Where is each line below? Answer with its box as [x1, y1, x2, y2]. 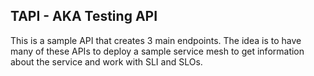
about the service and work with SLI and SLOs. [10, 55, 203, 68]
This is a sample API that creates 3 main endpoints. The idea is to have [10, 34, 302, 46]
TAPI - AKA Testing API [10, 8, 158, 25]
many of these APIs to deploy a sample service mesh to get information [10, 45, 305, 57]
